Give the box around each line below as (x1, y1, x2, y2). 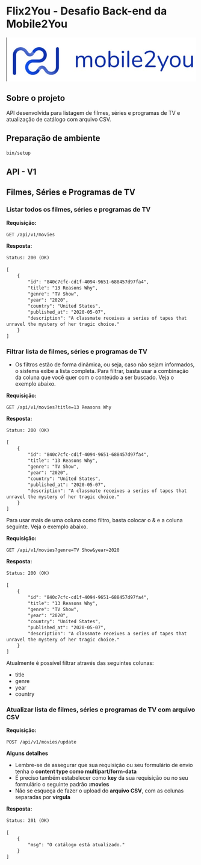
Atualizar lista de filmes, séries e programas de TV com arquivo (6, 705, 196, 714)
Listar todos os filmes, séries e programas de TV (6, 206, 151, 214)
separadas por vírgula (14, 794, 71, 801)
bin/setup (6, 150, 31, 156)
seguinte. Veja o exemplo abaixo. (6, 523, 88, 530)
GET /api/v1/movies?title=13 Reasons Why (6, 404, 112, 410)
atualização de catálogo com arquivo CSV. (6, 115, 111, 123)
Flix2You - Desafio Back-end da (6, 4, 167, 18)
